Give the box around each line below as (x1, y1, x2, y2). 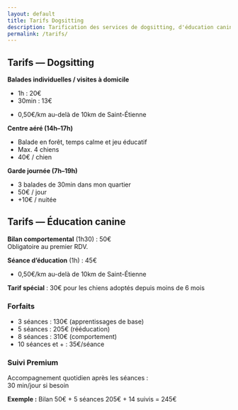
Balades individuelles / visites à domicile (7, 75, 130, 84)
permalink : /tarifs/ (7, 30, 69, 38)
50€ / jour (17, 188, 47, 196)
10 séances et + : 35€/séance (17, 340, 105, 348)
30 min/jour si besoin (7, 381, 69, 390)
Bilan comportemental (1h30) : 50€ (7, 235, 112, 243)
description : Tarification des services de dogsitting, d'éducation (7, 23, 214, 31)
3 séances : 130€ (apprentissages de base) (17, 317, 144, 326)
